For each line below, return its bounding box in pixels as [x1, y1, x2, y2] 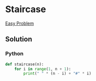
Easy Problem [5, 20, 34, 26]
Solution [5, 35, 32, 44]
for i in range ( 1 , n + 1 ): [14, 66, 71, 71]
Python [5, 50, 24, 57]
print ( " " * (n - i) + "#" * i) [23, 71, 92, 76]
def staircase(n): [5, 62, 44, 67]
